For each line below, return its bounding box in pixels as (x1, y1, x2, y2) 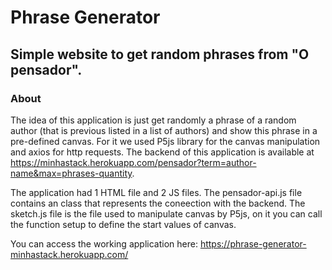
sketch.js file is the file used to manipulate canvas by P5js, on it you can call (10, 207, 323, 220)
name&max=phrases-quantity (10, 167, 133, 179)
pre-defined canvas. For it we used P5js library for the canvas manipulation (10, 135, 321, 147)
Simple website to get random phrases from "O (10, 46, 310, 63)
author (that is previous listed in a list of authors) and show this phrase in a (10, 124, 318, 136)
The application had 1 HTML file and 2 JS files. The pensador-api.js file (10, 186, 303, 198)
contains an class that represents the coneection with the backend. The (10, 197, 306, 209)
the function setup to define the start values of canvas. (10, 218, 237, 230)
